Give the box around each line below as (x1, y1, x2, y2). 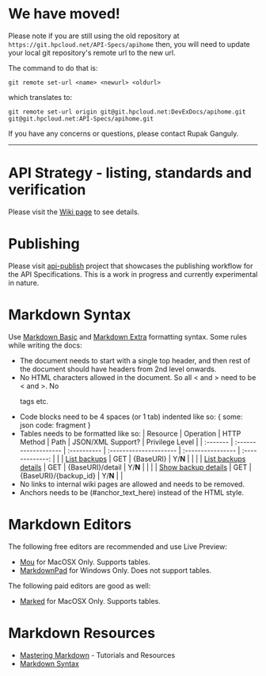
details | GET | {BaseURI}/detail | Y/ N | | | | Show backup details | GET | (19, 462, 252, 472)
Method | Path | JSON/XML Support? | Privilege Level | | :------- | (19, 437, 234, 447)
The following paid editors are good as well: (8, 581, 151, 590)
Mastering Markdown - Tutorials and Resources (19, 650, 176, 659)
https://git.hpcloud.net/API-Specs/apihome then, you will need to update (8, 39, 251, 48)
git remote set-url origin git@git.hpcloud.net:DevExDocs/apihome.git (8, 108, 246, 116)
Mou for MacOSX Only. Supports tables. (19, 557, 150, 567)
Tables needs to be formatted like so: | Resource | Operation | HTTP (19, 428, 241, 438)
